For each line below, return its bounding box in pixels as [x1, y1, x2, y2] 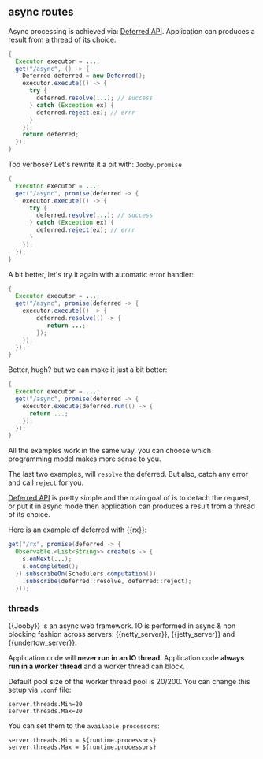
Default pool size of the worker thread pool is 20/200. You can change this [8, 676, 250, 686]
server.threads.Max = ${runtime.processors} [8, 743, 157, 751]
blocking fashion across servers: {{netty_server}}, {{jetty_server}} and [8, 629, 235, 638]
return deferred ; [22, 131, 80, 139]
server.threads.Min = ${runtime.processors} [8, 736, 157, 744]
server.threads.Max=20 [8, 707, 83, 715]
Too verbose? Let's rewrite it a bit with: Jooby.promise [8, 160, 183, 169]
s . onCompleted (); [22, 562, 80, 570]
